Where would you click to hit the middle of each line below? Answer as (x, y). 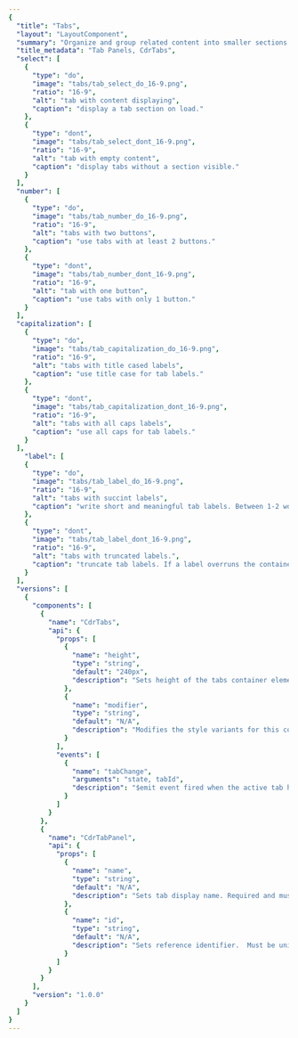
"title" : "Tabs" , (48, 26)
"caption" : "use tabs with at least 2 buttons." (124, 241)
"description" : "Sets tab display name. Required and (173, 895)
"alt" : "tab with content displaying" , (105, 100)
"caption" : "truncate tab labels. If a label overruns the (143, 564)
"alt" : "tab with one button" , (90, 290)
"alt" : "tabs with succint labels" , (100, 498)
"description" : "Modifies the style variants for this (175, 730)
